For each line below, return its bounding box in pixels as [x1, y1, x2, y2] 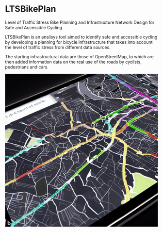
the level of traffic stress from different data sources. [5, 44, 111, 50]
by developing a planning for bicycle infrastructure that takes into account [5, 39, 153, 45]
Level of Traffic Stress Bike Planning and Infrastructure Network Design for [5, 19, 155, 25]
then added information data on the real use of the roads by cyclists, [5, 59, 142, 65]
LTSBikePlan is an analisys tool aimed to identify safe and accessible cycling [5, 34, 158, 40]
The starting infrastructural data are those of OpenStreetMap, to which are [5, 53, 154, 59]
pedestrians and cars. [5, 64, 49, 70]
